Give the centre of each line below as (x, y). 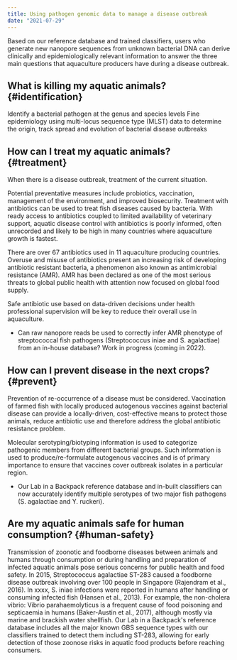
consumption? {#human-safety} (81, 535)
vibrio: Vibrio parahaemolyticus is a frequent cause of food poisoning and (115, 605)
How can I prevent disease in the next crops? (109, 370)
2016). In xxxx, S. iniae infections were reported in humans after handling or (118, 590)
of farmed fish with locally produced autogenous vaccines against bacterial (118, 406)
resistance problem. (37, 428)
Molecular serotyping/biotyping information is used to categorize (102, 442)
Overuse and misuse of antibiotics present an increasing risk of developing (117, 260)
